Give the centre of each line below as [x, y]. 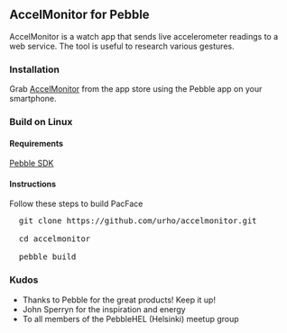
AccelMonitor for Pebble [80, 15]
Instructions [33, 184]
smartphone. [33, 99]
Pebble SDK [32, 163]
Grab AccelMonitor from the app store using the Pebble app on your [136, 89]
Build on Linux [41, 122]
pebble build [47, 257]
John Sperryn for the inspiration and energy [104, 309]
